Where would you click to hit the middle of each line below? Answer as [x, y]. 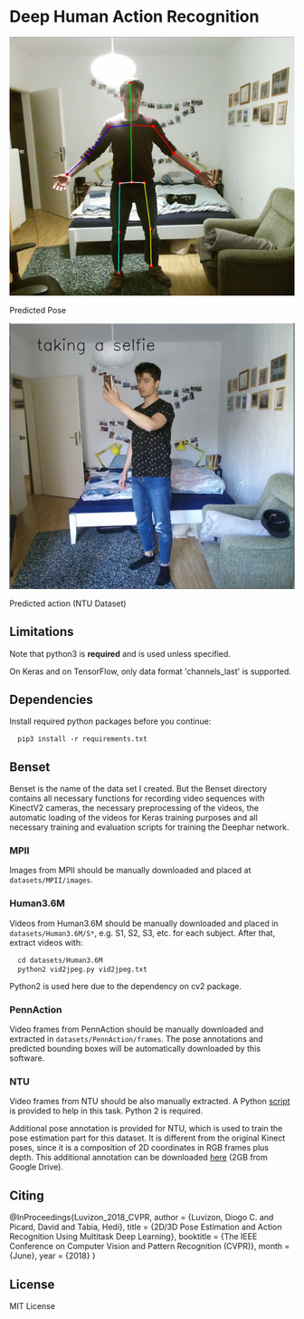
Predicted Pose [38, 310]
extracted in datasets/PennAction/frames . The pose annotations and [137, 1039]
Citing [27, 1195]
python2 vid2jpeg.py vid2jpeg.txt [82, 969]
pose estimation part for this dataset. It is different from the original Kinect [147, 1138]
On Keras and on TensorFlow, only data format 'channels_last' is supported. [151, 671]
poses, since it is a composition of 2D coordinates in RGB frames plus [139, 1148]
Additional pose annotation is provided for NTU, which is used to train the [146, 1129]
